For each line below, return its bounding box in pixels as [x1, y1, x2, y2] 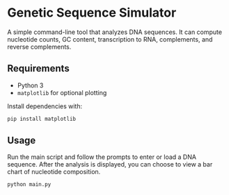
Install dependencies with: [7, 102, 83, 110]
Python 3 [17, 81, 44, 90]
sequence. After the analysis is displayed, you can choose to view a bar [7, 160, 213, 169]
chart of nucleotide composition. [7, 168, 101, 176]
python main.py [7, 181, 52, 188]
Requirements [7, 62, 70, 74]
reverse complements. [7, 42, 72, 51]
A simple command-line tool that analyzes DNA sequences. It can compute [7, 28, 223, 36]
